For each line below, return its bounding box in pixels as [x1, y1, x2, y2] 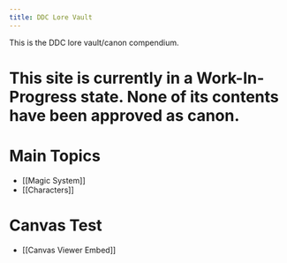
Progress [9, 86, 78, 107]
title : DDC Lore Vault [9, 12, 93, 22]
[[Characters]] [21, 184, 74, 195]
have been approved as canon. [9, 105, 240, 125]
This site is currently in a [9, 68, 193, 88]
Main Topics [9, 147, 102, 166]
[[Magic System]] [21, 175, 86, 185]
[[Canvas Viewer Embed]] [21, 244, 117, 255]
